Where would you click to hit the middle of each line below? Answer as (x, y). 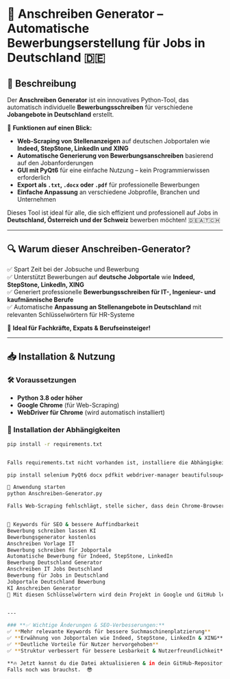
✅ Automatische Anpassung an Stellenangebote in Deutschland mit (104, 307)
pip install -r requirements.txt (55, 444)
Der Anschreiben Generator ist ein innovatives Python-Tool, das (98, 100)
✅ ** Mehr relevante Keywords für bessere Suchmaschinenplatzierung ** (109, 632)
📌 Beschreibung (42, 83)
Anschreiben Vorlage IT (41, 544)
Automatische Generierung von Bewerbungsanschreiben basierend (115, 156)
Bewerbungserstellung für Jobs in (106, 43)
